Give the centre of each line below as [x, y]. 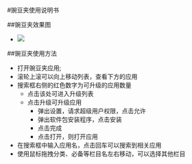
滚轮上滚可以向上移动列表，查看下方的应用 [77, 77]
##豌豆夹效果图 [29, 25]
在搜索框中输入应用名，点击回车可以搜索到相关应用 [89, 145]
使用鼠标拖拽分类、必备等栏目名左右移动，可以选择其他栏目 [101, 154]
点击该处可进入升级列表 [60, 94]
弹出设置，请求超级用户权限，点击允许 [92, 111]
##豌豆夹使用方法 [32, 53]
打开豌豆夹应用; [39, 68]
